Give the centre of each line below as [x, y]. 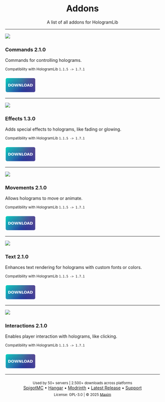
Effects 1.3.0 [20, 118]
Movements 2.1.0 [26, 188]
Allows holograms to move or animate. [44, 198]
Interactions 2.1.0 [26, 325]
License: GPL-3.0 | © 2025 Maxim [82, 395]
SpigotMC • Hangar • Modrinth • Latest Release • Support [82, 388]
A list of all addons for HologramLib [82, 22]
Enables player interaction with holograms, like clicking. [61, 336]
